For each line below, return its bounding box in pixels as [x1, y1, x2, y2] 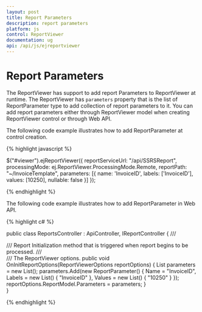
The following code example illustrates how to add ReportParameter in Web [6, 199, 196, 207]
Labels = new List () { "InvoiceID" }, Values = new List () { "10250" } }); [6, 274, 179, 281]
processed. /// [6, 248, 42, 255]
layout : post [6, 9, 40, 15]
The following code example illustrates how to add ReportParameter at [6, 127, 183, 134]
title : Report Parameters [6, 15, 72, 21]
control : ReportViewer [6, 32, 64, 38]
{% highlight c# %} [6, 218, 54, 225]
